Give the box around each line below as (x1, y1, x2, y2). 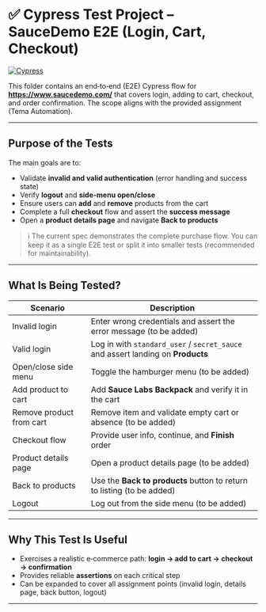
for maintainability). (27, 248, 91, 258)
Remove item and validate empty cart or (90, 406, 239, 417)
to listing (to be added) (90, 485, 176, 496)
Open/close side (12, 361, 74, 372)
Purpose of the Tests (8, 137, 113, 150)
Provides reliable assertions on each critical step (19, 571, 180, 580)
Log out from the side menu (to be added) (90, 497, 247, 508)
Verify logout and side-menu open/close (19, 190, 156, 200)
